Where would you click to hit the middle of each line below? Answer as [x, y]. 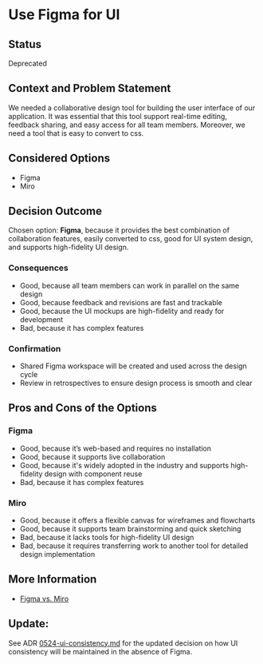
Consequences [39, 268]
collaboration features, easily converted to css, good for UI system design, [131, 239]
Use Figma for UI [64, 15]
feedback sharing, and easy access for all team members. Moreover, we [127, 125]
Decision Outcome [55, 211]
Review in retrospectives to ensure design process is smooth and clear [136, 383]
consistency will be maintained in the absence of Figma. [100, 651]
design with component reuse [93, 474]
